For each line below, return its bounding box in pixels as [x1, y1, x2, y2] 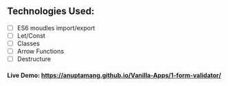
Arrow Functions [16, 47, 64, 55]
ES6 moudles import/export [16, 23, 95, 32]
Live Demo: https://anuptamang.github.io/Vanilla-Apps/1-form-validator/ [7, 71, 222, 79]
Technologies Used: [7, 6, 95, 17]
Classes [16, 39, 40, 47]
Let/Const [16, 31, 46, 40]
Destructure [16, 55, 52, 63]
